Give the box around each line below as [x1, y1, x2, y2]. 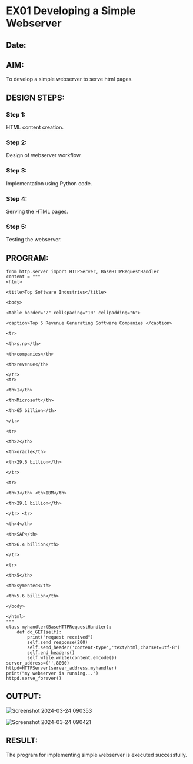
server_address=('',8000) [6, 660, 69, 666]
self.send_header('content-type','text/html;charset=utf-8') [27, 645, 181, 651]
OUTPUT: [6, 692, 41, 702]
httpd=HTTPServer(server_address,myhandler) [6, 665, 117, 672]
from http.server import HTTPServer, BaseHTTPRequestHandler [6, 269, 159, 275]
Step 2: [6, 138, 28, 147]
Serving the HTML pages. [6, 208, 69, 215]
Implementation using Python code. [6, 180, 92, 187]
